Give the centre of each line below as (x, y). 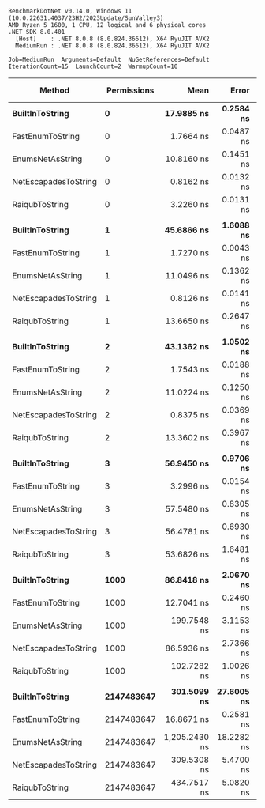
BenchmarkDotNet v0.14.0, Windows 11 (70, 11)
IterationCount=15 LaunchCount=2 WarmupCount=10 (93, 66)
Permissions (130, 90)
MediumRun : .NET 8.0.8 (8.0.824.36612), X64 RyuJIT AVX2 (113, 46)
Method (54, 90)
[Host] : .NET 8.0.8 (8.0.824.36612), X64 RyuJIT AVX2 (113, 39)
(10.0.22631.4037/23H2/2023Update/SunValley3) (86, 18)
